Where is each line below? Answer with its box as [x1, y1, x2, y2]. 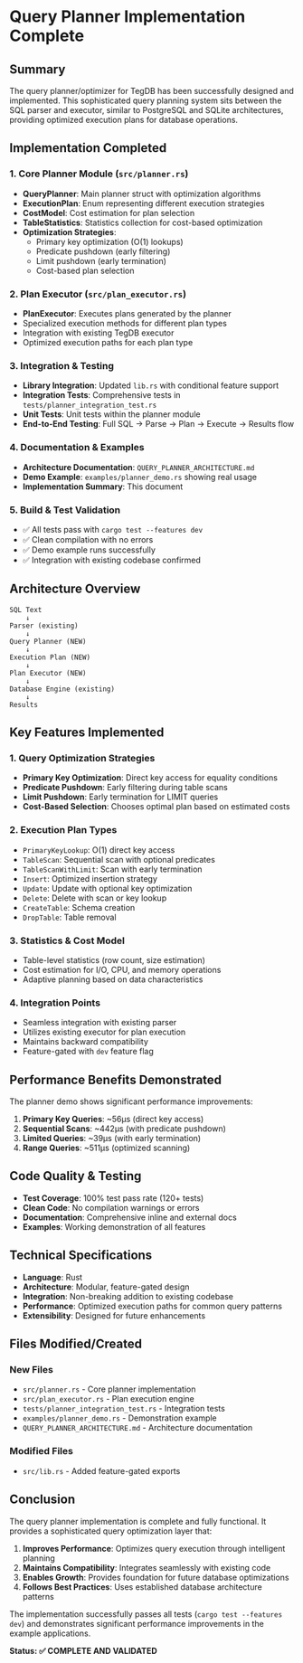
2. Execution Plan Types [9, 824, 118, 836]
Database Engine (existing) [9, 685, 116, 694]
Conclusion [9, 1492, 76, 1507]
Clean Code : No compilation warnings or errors [22, 1202, 200, 1213]
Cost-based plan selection [35, 265, 135, 276]
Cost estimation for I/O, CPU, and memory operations [22, 964, 222, 975]
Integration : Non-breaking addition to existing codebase [22, 1290, 233, 1301]
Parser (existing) [9, 621, 79, 630]
